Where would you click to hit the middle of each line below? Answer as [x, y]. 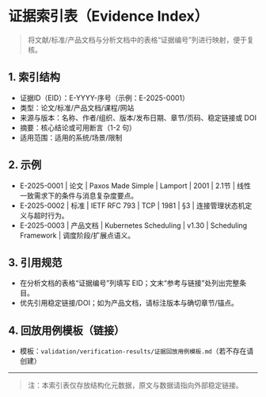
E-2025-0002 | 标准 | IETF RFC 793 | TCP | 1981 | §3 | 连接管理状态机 [132, 205]
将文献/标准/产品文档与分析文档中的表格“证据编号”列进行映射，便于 [137, 40]
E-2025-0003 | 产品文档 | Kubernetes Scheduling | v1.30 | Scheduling [133, 225]
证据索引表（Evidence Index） [108, 16]
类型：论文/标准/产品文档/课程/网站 [77, 107]
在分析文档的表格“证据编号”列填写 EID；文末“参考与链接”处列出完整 [129, 283]
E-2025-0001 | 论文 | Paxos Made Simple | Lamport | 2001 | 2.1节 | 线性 [135, 185]
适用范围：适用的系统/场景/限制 [71, 137]
